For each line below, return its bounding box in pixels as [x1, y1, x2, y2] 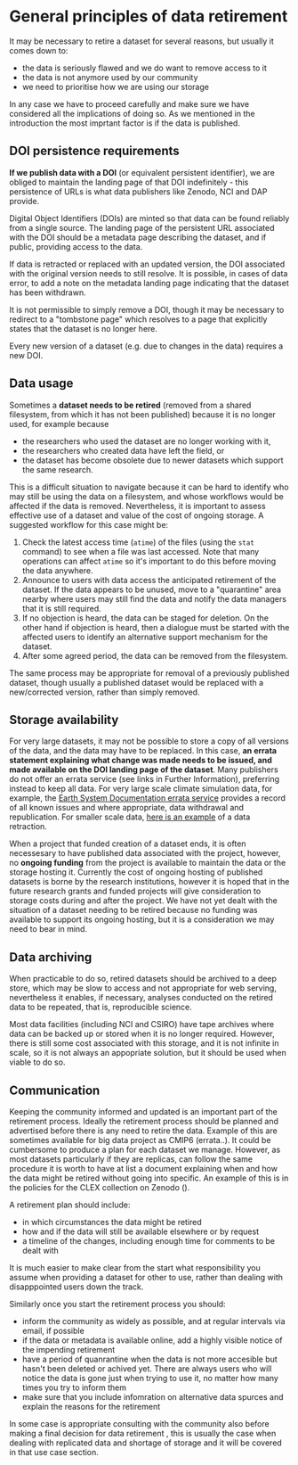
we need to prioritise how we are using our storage [21, 81, 209, 92]
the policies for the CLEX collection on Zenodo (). [9, 1182, 190, 1192]
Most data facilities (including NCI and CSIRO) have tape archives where [9, 1019, 274, 1030]
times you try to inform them [21, 1382, 127, 1393]
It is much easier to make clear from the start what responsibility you [9, 1263, 261, 1272]
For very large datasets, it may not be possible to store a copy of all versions [9, 736, 289, 746]
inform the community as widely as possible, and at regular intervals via [21, 1316, 286, 1326]
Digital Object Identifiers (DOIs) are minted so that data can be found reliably [9, 212, 290, 224]
